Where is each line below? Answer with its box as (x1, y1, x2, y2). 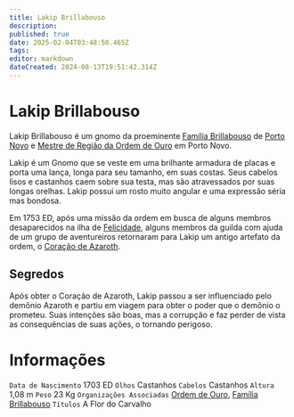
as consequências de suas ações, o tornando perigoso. (9, 318, 213, 330)
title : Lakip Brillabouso (9, 12, 105, 22)
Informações (9, 349, 106, 370)
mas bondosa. (9, 195, 61, 206)
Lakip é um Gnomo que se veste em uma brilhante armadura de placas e (9, 157, 276, 168)
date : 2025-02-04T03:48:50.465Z (9, 37, 129, 47)
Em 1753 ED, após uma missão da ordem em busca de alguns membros (9, 212, 272, 223)
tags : (9, 46, 29, 55)
